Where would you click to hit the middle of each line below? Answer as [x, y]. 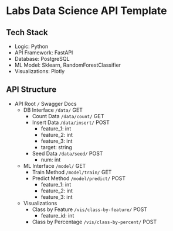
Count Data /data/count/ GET [68, 116]
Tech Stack [27, 32]
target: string [56, 147]
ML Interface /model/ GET [55, 166]
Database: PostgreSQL [42, 59]
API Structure [31, 90]
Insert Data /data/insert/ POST [71, 122]
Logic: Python [31, 46]
